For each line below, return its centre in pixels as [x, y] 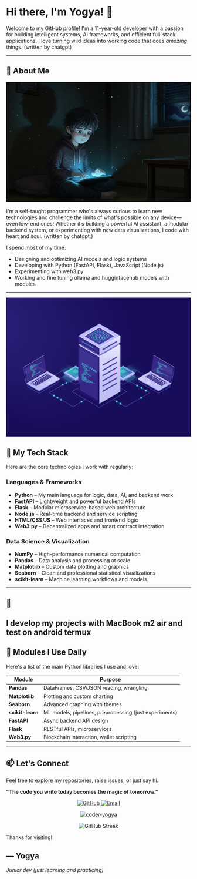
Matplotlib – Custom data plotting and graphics [72, 566]
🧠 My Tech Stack [37, 453]
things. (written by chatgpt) [39, 47]
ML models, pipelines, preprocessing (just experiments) [110, 713]
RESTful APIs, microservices [78, 729]
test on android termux [49, 632]
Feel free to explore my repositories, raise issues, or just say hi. [82, 780]
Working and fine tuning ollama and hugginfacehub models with [92, 277]
